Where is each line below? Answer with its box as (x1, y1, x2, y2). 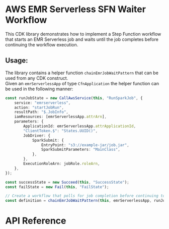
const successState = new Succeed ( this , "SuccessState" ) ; (5, 180, 129, 185)
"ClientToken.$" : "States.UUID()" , (23, 128, 98, 133)
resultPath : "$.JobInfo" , (14, 109, 69, 115)
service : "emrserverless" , (14, 100, 71, 105)
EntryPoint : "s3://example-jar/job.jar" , (41, 142, 129, 147)
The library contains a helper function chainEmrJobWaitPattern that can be (5, 70, 158, 76)
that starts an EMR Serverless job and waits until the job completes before (5, 36, 158, 42)
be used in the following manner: (5, 86, 73, 92)
